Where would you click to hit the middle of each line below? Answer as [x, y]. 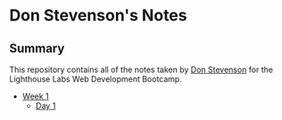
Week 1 [35, 96]
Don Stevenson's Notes [98, 16]
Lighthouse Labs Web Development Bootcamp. [96, 79]
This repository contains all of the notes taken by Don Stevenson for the [141, 69]
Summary [37, 48]
